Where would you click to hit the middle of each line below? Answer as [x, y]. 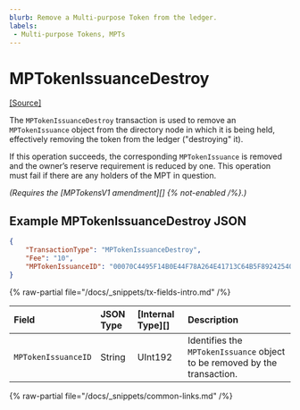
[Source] [25, 103]
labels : [24, 26]
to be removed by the [232, 363]
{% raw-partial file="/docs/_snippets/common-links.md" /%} [121, 396]
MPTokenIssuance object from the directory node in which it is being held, [142, 130]
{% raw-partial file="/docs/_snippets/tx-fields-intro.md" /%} [120, 292]
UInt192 [154, 356]
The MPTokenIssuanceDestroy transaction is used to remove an [123, 121]
